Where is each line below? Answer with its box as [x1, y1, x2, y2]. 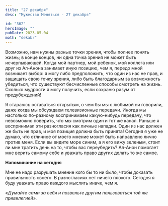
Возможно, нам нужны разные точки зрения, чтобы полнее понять [5, 49, 149, 55]
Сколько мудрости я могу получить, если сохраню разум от [5, 87, 136, 92]
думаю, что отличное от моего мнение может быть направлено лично [5, 134, 157, 140]
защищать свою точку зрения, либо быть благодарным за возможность [5, 76, 161, 82]
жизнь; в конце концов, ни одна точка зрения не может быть [5, 54, 137, 60]
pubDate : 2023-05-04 [5, 31, 49, 36]
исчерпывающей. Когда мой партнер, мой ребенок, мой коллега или [5, 60, 154, 65]
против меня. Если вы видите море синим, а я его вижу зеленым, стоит [5, 139, 160, 145]
